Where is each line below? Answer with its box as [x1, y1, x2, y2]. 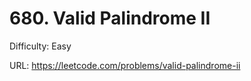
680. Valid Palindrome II [9, 7, 211, 30]
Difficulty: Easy [9, 40, 72, 52]
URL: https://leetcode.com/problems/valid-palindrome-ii [9, 59, 241, 71]
